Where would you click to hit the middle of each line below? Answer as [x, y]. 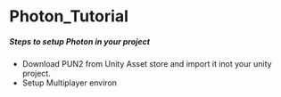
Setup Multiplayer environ [70, 83]
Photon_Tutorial [69, 16]
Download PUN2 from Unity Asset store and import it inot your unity [147, 64]
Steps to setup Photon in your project [79, 41]
